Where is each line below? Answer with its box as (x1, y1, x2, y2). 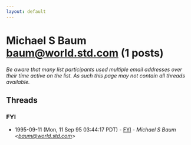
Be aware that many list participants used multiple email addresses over (6, 66, 183, 73)
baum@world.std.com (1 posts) (6, 46, 164, 59)
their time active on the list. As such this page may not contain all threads (6, 72, 186, 79)
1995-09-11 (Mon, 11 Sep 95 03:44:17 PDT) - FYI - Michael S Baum (14, 126, 176, 133)
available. (6, 78, 31, 85)
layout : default (6, 8, 46, 15)
